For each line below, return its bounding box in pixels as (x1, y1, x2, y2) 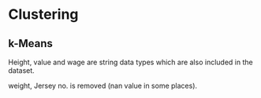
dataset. (8, 66, 35, 75)
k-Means (8, 37, 54, 50)
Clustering (8, 5, 79, 24)
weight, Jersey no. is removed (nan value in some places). (8, 81, 198, 90)
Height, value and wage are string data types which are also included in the (8, 57, 254, 67)
